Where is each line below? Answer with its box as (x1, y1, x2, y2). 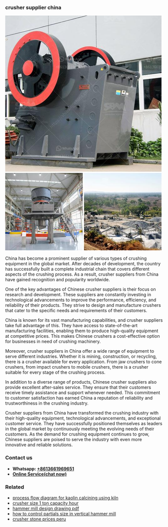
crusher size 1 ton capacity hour (12, 500, 79, 506)
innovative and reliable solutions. (5, 442, 73, 448)
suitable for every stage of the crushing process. (5, 369, 106, 376)
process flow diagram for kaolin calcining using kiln (12, 495, 118, 501)
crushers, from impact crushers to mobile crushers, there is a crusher (5, 364, 148, 370)
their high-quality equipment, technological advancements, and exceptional (5, 415, 161, 421)
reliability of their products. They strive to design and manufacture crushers (5, 302, 161, 308)
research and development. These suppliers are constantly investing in (5, 292, 151, 298)
